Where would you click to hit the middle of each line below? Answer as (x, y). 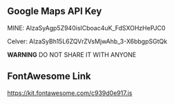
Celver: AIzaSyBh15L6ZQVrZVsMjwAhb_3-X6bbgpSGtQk (87, 41)
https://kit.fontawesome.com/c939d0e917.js (70, 93)
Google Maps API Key (55, 11)
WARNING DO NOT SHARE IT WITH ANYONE (72, 54)
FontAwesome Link (49, 76)
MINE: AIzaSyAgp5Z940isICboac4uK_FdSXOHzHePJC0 (86, 28)
